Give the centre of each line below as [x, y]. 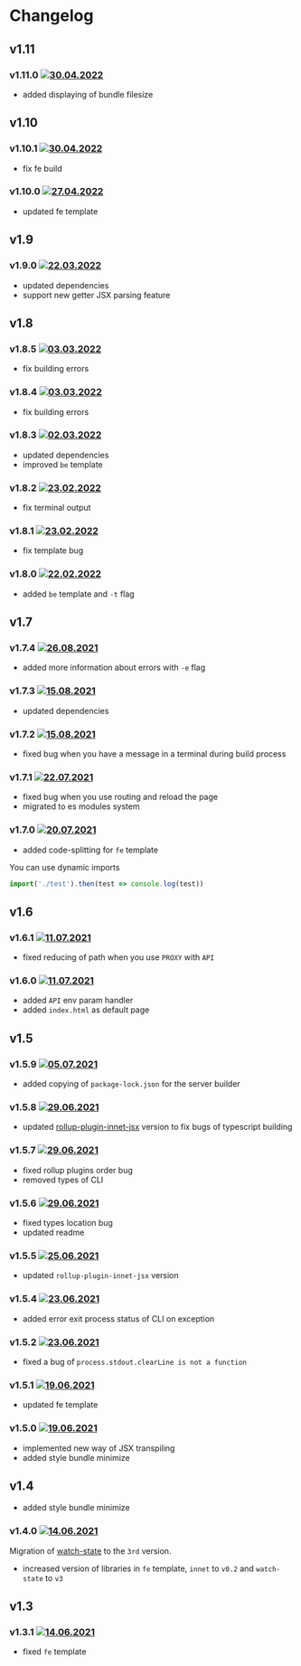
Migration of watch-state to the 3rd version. [90, 1550]
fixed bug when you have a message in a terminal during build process [154, 754]
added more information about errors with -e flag [114, 668]
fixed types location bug [67, 1223]
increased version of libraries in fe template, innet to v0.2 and [138, 1568]
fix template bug [53, 551]
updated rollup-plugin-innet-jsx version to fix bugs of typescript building [157, 1127]
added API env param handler [78, 1001]
